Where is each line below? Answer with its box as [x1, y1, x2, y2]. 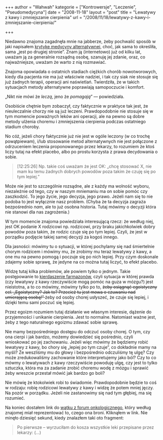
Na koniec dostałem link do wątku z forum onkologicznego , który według [5, 404, 151, 410]
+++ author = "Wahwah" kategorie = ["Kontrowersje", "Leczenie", [5, 4, 137, 10]
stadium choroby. [5, 124, 40, 130]
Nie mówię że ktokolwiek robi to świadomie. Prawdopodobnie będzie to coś [5, 380, 157, 385]
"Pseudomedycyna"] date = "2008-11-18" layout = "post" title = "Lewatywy [5, 9, 156, 15]
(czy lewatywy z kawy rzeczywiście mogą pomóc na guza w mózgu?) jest [5, 279, 153, 285]
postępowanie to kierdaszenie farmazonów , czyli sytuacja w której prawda [5, 274, 154, 279]
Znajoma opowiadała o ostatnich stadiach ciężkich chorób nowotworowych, [5, 69, 157, 75]
